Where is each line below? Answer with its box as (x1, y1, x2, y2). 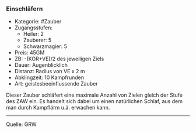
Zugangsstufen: (14, 24, 53, 31)
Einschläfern (6, 5, 43, 13)
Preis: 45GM (14, 49, 45, 56)
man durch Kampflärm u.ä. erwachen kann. (6, 104, 110, 111)
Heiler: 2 (23, 30, 44, 37)
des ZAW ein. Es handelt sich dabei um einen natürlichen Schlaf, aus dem (6, 98, 183, 105)
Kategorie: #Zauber (14, 18, 62, 25)
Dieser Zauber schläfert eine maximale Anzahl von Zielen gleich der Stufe (6, 91, 183, 98)
